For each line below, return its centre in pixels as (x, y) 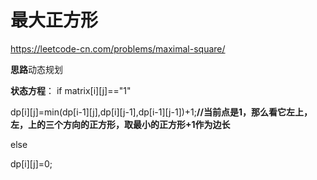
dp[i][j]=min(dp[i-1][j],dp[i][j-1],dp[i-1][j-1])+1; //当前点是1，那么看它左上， (161, 112)
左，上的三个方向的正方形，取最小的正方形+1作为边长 (120, 124)
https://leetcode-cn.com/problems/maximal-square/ (118, 48)
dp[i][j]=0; (31, 163)
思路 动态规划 (36, 69)
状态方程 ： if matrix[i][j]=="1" (71, 90)
